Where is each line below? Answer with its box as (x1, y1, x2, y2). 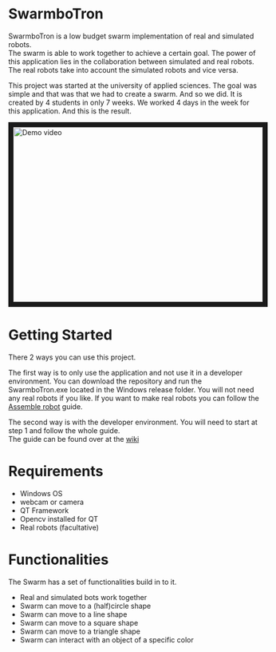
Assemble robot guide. (8, 401, 83, 411)
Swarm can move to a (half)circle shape (19, 601, 152, 610)
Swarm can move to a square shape (19, 618, 139, 627)
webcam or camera (19, 497, 85, 507)
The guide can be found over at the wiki (8, 434, 140, 443)
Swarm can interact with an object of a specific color (19, 634, 194, 644)
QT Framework (19, 505, 69, 515)
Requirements (8, 463, 104, 480)
